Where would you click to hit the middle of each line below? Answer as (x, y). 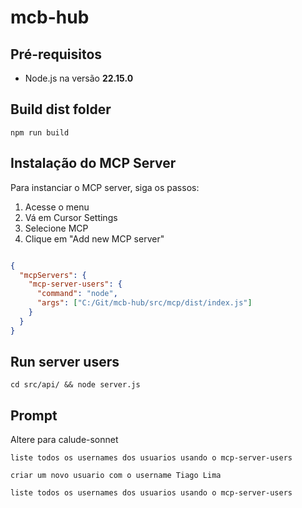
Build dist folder (61, 109)
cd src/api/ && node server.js (75, 385)
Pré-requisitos (56, 54)
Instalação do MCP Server (93, 163)
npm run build (40, 132)
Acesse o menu (57, 207)
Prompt (34, 415)
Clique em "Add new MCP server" (94, 238)
